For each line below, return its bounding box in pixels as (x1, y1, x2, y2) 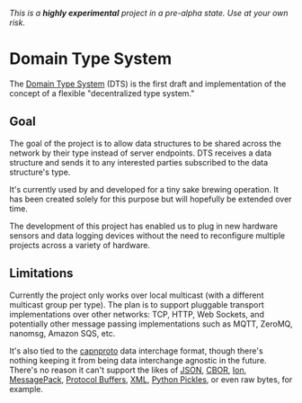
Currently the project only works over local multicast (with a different (9, 290, 264, 300)
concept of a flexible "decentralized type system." (9, 87, 195, 98)
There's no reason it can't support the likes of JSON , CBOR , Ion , (9, 364, 247, 375)
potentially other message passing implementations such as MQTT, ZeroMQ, (9, 318, 293, 329)
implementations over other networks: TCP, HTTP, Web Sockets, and (9, 309, 265, 319)
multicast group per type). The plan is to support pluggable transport (9, 299, 265, 309)
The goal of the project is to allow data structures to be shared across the (9, 138, 281, 148)
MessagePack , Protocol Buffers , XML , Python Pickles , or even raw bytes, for (9, 373, 293, 385)
